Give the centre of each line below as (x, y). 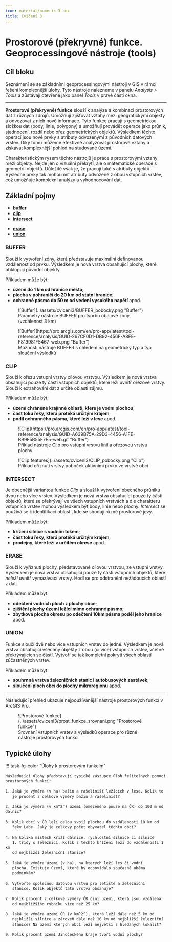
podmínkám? (24, 873)
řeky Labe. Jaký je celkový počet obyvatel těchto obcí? (74, 827)
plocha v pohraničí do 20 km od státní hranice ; (63, 295)
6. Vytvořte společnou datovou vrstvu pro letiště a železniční (75, 883)
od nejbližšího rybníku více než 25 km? (56, 904)
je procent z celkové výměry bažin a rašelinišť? (66, 796)
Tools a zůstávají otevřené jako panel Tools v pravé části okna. (71, 95)
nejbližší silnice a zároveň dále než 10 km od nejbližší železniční (88, 919)
